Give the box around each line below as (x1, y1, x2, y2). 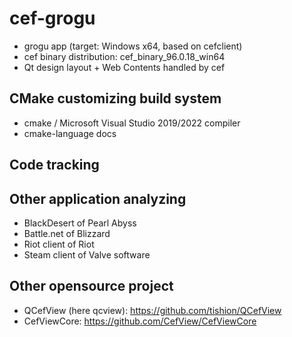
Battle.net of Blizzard (23, 227, 111, 239)
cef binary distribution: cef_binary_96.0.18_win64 (23, 50, 226, 62)
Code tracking (9, 157, 100, 174)
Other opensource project (9, 278, 174, 295)
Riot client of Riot (23, 238, 95, 250)
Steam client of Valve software (23, 248, 151, 261)
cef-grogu (9, 7, 96, 30)
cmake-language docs (23, 127, 117, 139)
